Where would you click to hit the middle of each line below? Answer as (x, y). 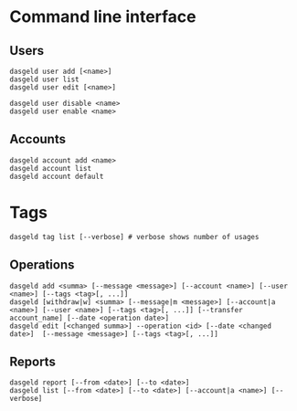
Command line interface (103, 17)
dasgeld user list (44, 79)
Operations (42, 265)
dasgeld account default (57, 176)
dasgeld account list (51, 168)
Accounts (38, 139)
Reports (33, 361)
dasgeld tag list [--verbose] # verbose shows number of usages (134, 237)
